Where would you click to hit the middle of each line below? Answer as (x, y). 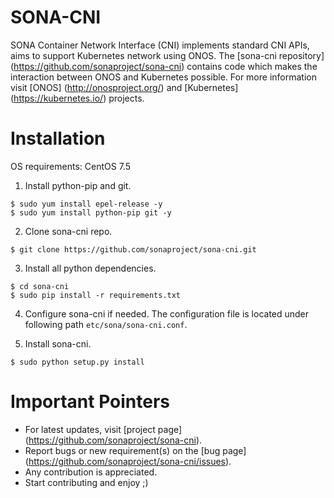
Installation (58, 138)
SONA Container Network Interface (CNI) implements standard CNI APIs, (160, 45)
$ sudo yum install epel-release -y (86, 204)
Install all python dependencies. (90, 268)
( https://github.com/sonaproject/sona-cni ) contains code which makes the (164, 66)
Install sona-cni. (58, 343)
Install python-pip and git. (78, 185)
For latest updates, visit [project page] (103, 429)
